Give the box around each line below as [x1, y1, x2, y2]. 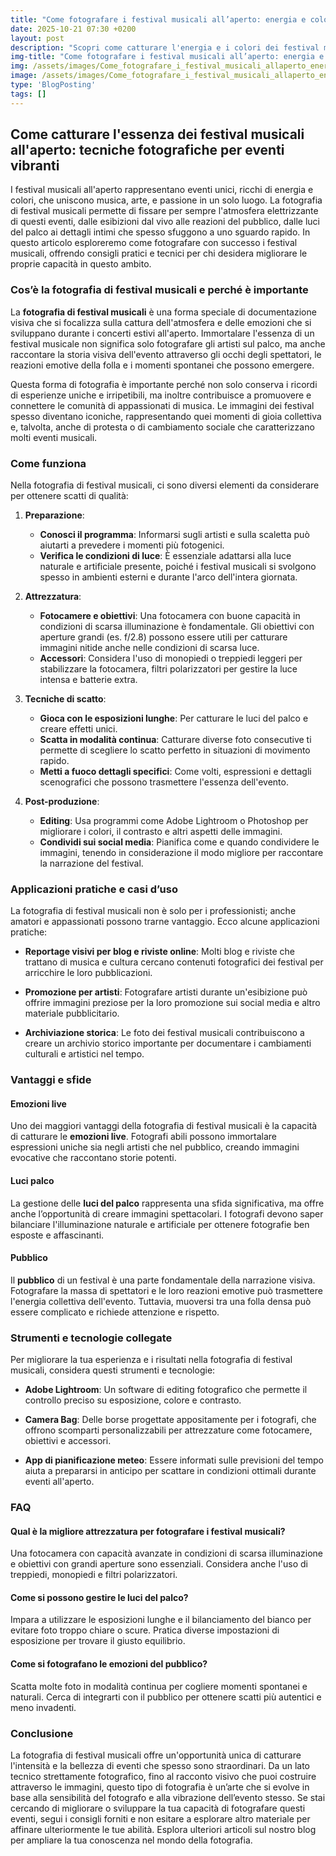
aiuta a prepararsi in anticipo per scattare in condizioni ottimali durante [24, 1465, 317, 1477]
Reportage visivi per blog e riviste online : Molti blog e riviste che [24, 946, 296, 958]
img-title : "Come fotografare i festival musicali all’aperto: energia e [10, 52, 325, 62]
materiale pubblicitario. [24, 1007, 120, 1020]
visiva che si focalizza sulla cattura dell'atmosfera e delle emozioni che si [10, 316, 312, 328]
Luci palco [10, 1175, 55, 1187]
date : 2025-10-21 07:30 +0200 [10, 24, 137, 34]
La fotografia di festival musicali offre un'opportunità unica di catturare [10, 1749, 302, 1761]
